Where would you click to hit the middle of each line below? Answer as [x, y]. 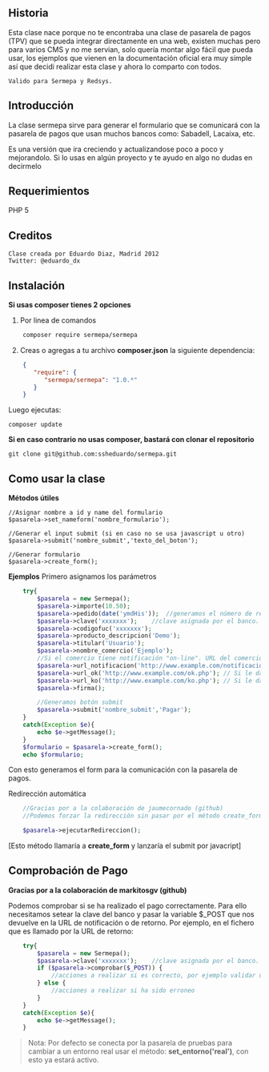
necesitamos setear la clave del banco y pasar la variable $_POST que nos [131, 914]
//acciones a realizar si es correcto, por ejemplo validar [153, 976]
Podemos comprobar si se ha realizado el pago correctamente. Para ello [128, 905]
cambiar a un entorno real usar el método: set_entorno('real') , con [138, 1051]
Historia [29, 13]
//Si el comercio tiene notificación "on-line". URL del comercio [150, 658]
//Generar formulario [44, 555]
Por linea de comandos [58, 320]
